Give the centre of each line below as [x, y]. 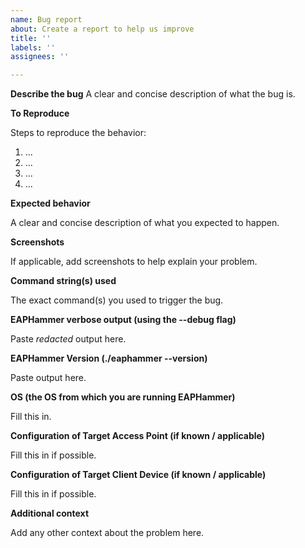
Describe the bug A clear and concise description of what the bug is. [153, 94]
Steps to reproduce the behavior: [78, 133]
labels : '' [33, 47]
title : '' [31, 38]
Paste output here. [48, 378]
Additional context [50, 513]
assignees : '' [40, 57]
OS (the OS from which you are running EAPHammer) [123, 397]
